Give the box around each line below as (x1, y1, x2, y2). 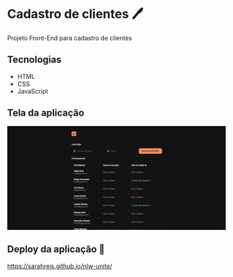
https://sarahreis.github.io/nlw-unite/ (7, 262, 112, 270)
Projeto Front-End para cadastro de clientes (7, 33, 132, 42)
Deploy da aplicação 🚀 (7, 244, 105, 256)
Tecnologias (7, 54, 62, 66)
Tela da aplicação (7, 107, 85, 119)
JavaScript (17, 87, 49, 95)
